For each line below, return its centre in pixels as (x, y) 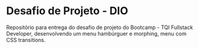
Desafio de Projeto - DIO (67, 11)
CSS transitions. (26, 40)
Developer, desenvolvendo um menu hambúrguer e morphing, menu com (97, 33)
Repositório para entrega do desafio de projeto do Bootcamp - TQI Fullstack (99, 27)
